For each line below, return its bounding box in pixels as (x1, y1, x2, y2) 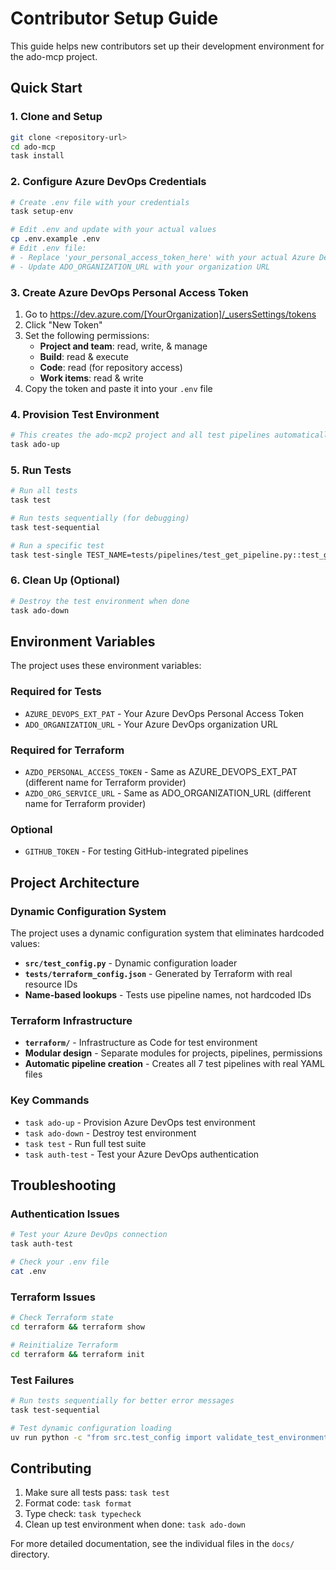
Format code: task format (24, 1497, 132, 1509)
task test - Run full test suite (24, 1137, 147, 1149)
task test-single (10, 550, 83, 560)
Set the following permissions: (24, 329, 150, 341)
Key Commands (10, 1093, 90, 1107)
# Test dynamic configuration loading (10, 1423, 172, 1433)
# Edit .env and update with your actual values (10, 225, 217, 235)
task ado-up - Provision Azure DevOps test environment (24, 1116, 256, 1128)
